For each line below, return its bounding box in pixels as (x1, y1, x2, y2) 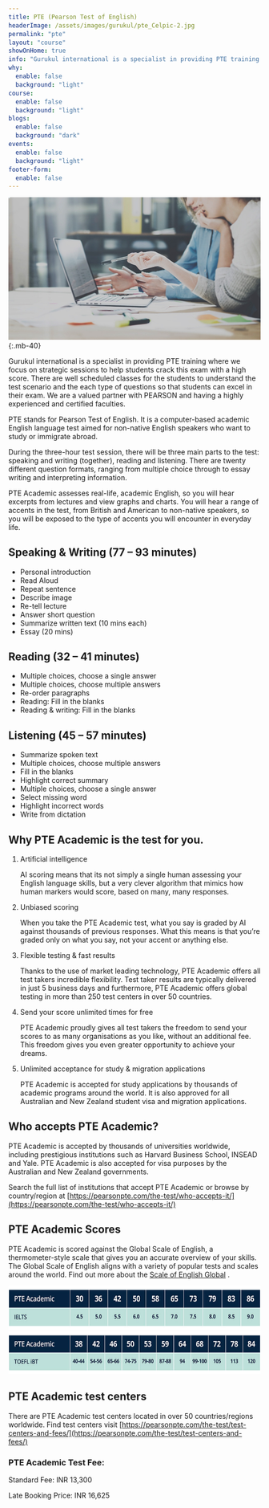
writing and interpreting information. (8, 472, 128, 482)
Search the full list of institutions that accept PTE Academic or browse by (8, 1182, 250, 1192)
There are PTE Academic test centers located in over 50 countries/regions (8, 1411, 254, 1420)
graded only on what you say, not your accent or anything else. (19, 935, 229, 944)
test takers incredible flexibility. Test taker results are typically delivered (19, 975, 256, 984)
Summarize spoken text (19, 750, 98, 760)
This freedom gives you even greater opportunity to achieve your (19, 1040, 235, 1049)
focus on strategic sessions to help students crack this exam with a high (8, 365, 247, 374)
